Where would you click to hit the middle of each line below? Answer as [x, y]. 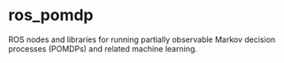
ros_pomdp [51, 15]
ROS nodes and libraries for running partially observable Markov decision [142, 39]
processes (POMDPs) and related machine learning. [103, 48]
